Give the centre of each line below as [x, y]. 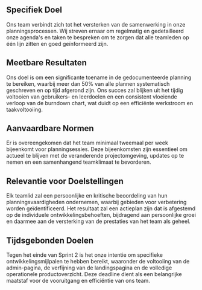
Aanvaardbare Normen [50, 128]
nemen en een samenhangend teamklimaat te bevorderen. [79, 162]
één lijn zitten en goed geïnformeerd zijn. [57, 43]
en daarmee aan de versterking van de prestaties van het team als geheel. [99, 221]
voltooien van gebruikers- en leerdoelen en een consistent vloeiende [92, 97]
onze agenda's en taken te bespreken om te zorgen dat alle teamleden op [98, 37]
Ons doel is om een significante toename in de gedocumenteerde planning [99, 77]
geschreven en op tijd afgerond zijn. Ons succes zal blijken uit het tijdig [95, 90]
